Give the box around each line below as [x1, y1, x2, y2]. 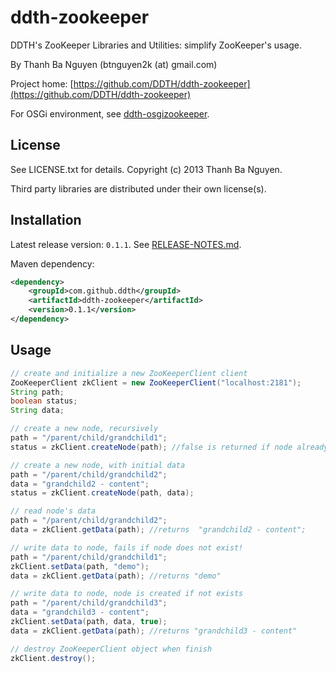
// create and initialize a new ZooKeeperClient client [10, 368, 248, 378]
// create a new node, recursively [10, 424, 159, 434]
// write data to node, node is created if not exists [10, 589, 244, 599]
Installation [10, 212, 82, 229]
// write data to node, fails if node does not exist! [10, 542, 244, 553]
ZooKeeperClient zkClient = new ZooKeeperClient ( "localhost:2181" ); [10, 377, 302, 388]
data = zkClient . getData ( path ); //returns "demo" [10, 571, 222, 581]
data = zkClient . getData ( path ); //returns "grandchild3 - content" [10, 626, 298, 636]
